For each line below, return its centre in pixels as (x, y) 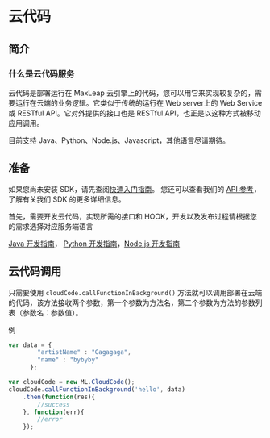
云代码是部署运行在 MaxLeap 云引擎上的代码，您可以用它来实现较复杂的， (132, 93)
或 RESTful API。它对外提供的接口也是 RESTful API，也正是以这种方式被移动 (135, 113)
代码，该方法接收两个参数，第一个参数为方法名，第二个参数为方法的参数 (135, 302)
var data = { (30, 345)
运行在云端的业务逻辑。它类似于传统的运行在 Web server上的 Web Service (139, 102)
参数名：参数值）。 (52, 312)
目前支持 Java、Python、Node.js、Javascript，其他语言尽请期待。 (119, 140)
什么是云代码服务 (42, 73)
